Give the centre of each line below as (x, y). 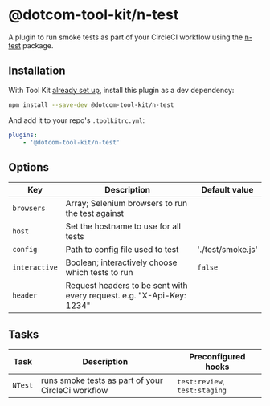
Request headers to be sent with (127, 286)
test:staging (202, 390)
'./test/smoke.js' (227, 250)
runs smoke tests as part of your (102, 380)
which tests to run (99, 273)
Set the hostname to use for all (123, 226)
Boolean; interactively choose (121, 262)
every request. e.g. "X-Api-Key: (126, 296)
